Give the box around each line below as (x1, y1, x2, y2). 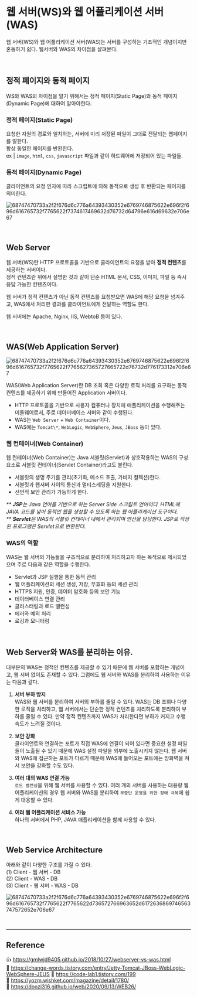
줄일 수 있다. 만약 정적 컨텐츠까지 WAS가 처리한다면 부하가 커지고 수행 (25, 713, 186, 720)
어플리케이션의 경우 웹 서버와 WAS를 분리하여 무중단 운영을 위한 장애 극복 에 (14, 789, 184, 796)
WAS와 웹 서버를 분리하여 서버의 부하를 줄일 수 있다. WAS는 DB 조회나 (14, 698, 176, 705)
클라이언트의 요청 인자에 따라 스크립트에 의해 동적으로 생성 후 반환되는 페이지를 (6, 183, 186, 190)
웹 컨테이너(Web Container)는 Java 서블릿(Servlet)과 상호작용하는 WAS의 (6, 454, 178, 461)
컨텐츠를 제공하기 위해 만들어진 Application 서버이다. (6, 389, 127, 396)
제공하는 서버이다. (6, 266, 47, 273)
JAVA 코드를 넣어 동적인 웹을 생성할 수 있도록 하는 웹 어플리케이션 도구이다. (6, 508, 178, 516)
